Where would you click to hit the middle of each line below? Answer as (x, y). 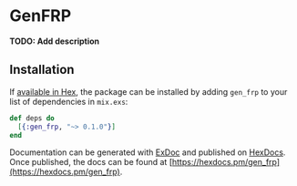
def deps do (32, 118)
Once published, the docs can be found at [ (91, 162)
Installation (42, 70)
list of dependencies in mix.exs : (69, 101)
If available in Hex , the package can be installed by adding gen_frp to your (148, 91)
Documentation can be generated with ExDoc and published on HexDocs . (148, 152)
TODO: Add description (55, 41)
